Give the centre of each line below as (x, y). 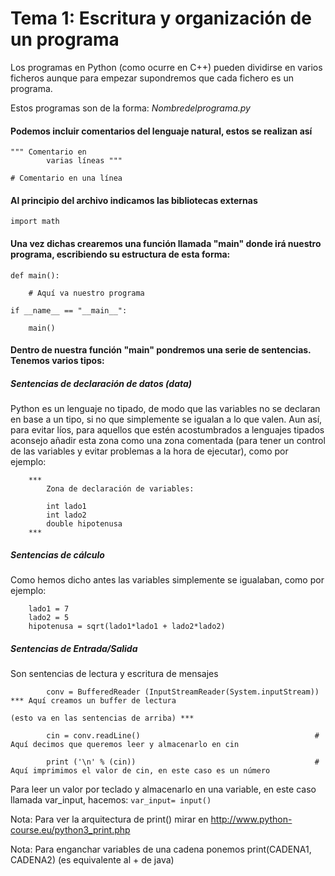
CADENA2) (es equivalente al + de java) (92, 860)
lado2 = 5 (49, 618)
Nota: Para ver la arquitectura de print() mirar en (109, 819)
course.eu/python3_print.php (70, 830)
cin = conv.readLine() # (183, 736)
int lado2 (66, 515)
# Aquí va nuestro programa (86, 293)
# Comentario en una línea (66, 178)
